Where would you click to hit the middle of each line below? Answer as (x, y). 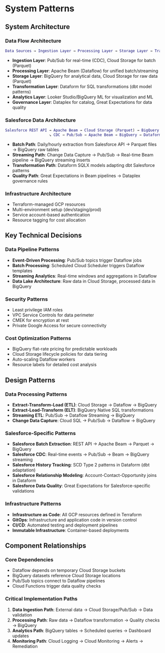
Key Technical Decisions (43, 235)
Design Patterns (30, 380)
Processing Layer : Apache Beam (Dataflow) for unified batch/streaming (85, 71)
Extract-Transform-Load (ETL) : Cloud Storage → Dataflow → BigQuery (84, 405)
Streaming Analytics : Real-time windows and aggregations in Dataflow (84, 276)
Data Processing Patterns (36, 394)
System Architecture (38, 27)
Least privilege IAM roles (37, 310)
